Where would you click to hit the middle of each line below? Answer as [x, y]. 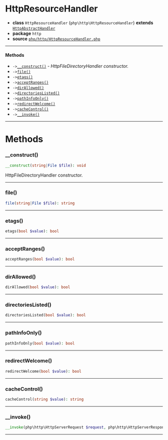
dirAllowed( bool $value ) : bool [38, 287]
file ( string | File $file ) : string [40, 203]
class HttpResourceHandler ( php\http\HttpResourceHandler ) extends [83, 23]
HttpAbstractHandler [34, 28]
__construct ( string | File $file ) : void [45, 165]
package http [27, 33]
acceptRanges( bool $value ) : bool [40, 259]
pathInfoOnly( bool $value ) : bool [40, 343]
